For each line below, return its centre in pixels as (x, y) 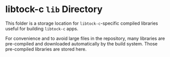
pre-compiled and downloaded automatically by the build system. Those (81, 43)
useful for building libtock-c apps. (42, 28)
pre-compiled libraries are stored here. (46, 49)
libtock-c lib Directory (54, 9)
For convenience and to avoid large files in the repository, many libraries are (85, 38)
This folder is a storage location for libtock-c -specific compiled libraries (82, 23)
